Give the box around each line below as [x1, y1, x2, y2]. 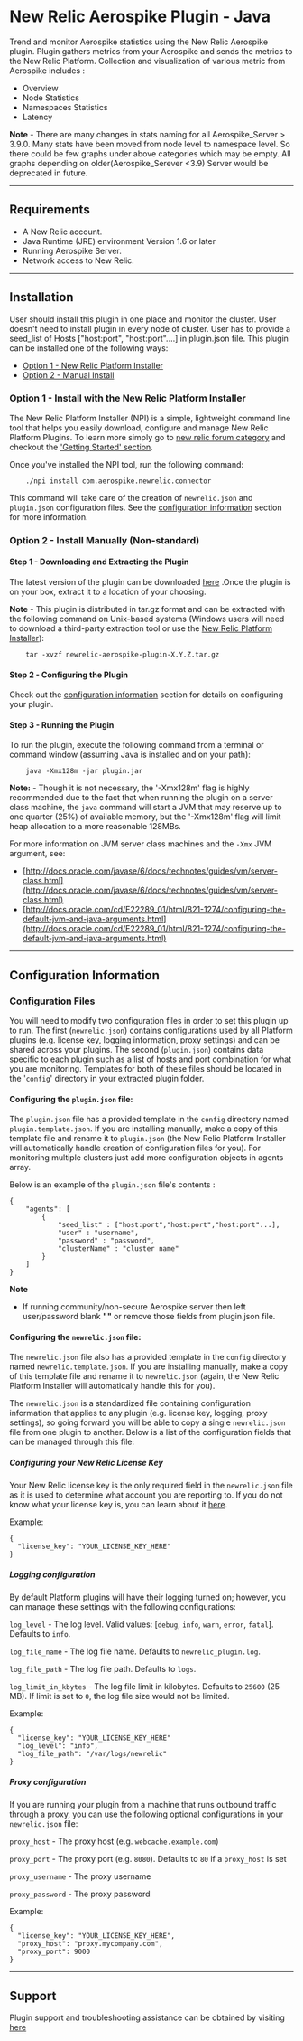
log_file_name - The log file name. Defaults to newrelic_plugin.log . [9, 1646, 262, 1657]
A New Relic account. [22, 226, 103, 237]
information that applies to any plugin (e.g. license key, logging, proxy [9, 1408, 268, 1419]
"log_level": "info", [17, 1742, 99, 1751]
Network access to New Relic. [22, 255, 135, 266]
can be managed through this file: [9, 1436, 135, 1448]
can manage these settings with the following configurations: [9, 1602, 236, 1612]
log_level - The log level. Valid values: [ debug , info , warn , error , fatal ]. [9, 1619, 274, 1630]
